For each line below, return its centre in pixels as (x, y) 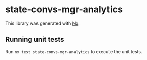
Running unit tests (35, 39)
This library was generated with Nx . (42, 23)
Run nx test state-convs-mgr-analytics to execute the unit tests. (74, 51)
